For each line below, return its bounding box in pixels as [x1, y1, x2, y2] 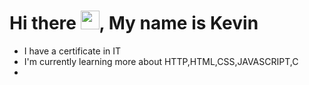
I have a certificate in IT [23, 45, 122, 57]
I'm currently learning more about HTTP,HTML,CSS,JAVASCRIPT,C [23, 55, 299, 67]
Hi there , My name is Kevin [9, 12, 259, 35]
